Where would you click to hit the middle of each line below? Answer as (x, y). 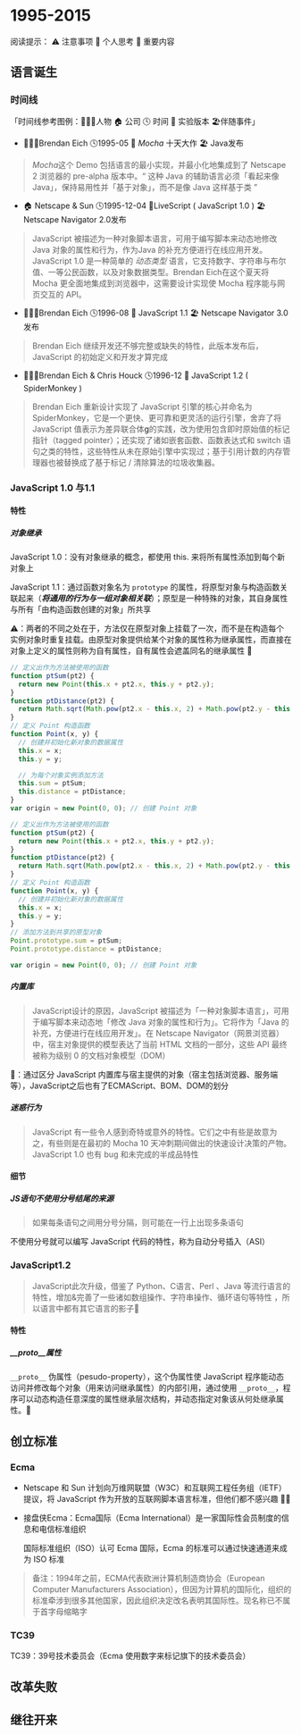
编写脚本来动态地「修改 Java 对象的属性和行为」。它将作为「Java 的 (164, 1022)
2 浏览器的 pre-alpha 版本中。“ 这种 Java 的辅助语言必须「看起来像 (155, 176)
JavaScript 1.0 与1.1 (53, 488)
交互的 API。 (63, 294)
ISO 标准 (49, 1559)
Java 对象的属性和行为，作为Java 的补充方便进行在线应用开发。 (150, 249)
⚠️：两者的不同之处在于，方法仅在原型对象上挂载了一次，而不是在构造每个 (147, 629)
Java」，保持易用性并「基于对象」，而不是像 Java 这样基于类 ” (145, 187)
